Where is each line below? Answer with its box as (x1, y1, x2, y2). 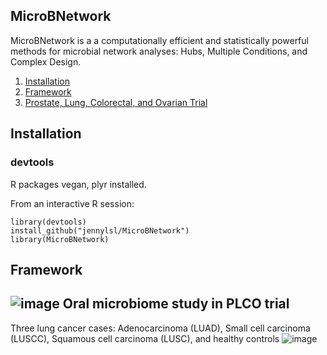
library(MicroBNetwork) (10, 234, 110, 244)
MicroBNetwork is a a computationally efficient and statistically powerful (10, 34, 309, 46)
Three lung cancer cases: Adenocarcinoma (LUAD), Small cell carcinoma (10, 322, 311, 334)
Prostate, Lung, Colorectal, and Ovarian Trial (24, 96, 208, 108)
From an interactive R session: (10, 197, 135, 209)
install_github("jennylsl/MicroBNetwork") (10, 225, 190, 236)
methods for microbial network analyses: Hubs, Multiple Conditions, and (10, 45, 308, 57)
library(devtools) (10, 217, 87, 227)
